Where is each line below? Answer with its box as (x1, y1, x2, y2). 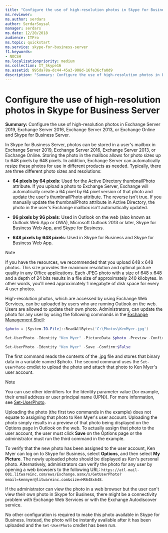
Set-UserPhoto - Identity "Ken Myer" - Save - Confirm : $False (5, 344, 131, 349)
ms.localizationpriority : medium (5, 59, 75, 64)
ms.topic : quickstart (5, 40, 50, 45)
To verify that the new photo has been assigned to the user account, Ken (5, 445, 155, 451)
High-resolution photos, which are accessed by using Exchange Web (5, 295, 147, 301)
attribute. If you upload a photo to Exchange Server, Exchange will (12, 183, 148, 189)
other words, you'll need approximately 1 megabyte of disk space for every (5, 280, 159, 286)
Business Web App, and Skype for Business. (12, 225, 104, 231)
